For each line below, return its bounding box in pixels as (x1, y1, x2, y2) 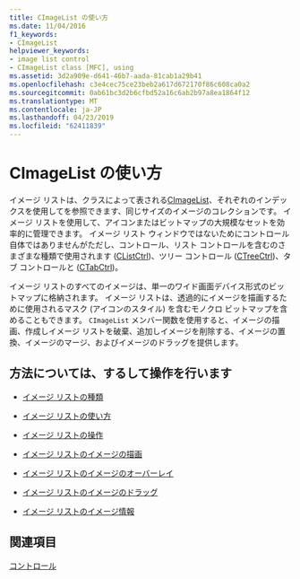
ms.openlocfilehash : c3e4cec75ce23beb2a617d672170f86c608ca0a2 (9, 80, 251, 89)
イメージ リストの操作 (21, 429, 104, 440)
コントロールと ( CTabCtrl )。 (19, 261, 124, 272)
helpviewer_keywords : (9, 47, 90, 56)
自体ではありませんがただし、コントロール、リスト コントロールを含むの (9, 239, 279, 250)
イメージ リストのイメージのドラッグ (21, 487, 159, 497)
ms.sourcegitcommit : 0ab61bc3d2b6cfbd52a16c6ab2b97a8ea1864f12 (9, 88, 251, 97)
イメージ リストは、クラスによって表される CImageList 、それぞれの (9, 194, 257, 205)
